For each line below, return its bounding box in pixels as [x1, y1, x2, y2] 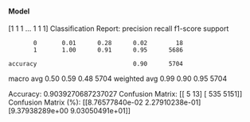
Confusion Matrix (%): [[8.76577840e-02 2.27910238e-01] [8, 97, 201, 107]
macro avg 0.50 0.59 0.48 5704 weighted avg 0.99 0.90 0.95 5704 [8, 74, 228, 83]
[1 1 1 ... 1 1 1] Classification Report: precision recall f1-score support [8, 24, 229, 33]
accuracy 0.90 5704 [8, 60, 183, 68]
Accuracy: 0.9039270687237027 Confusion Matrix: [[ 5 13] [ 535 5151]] [8, 90, 243, 99]
